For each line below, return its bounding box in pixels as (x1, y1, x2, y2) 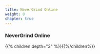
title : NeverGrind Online (5, 7, 58, 12)
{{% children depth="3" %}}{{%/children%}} (5, 43, 95, 49)
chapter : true (5, 16, 34, 21)
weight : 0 (5, 12, 25, 17)
